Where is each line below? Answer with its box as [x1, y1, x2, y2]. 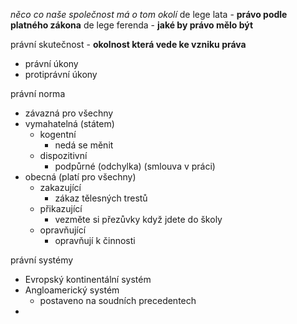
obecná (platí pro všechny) [24, 171, 137, 183]
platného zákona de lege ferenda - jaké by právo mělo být [10, 19, 254, 31]
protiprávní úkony [24, 69, 98, 80]
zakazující [39, 182, 82, 193]
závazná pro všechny [24, 107, 114, 119]
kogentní [39, 129, 77, 140]
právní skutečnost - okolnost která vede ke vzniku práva [10, 39, 247, 50]
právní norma [10, 88, 66, 99]
